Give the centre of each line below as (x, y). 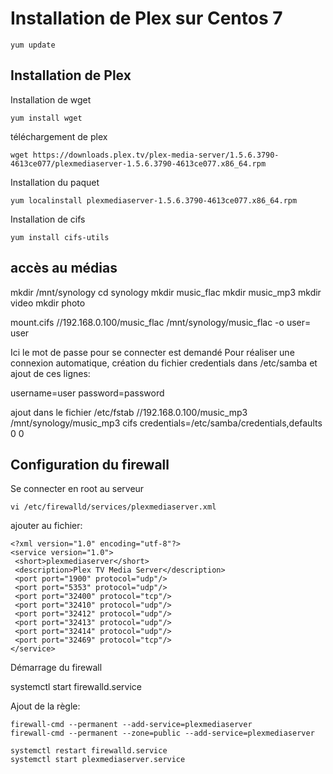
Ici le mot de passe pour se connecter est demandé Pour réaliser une (152, 352)
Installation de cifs (48, 219)
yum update (33, 45)
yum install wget (46, 118)
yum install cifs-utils (60, 237)
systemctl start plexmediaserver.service (98, 760)
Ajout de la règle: (45, 706)
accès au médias (64, 268)
